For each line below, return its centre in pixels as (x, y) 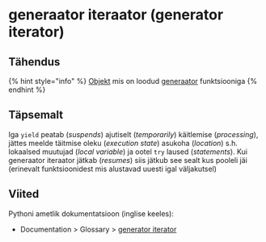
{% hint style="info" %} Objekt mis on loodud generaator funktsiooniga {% (133, 81)
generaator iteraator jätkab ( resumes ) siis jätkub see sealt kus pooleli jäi (128, 160)
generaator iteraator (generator (116, 15)
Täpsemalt (36, 115)
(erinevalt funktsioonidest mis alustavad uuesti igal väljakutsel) (112, 169)
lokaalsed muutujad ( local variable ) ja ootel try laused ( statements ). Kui (128, 152)
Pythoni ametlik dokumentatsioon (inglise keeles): (91, 213)
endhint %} (27, 90)
